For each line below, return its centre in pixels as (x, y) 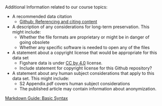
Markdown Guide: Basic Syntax (37, 98)
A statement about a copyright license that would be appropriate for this (84, 53)
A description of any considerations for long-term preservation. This (81, 27)
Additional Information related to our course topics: (56, 7)
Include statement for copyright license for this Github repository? (86, 68)
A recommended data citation (42, 16)
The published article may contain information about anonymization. (88, 89)
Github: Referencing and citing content (58, 22)
